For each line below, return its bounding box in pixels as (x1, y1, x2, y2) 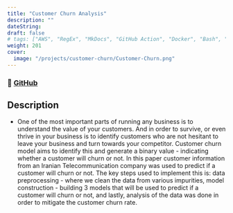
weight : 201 (7, 42, 42, 49)
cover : (7, 49, 26, 56)
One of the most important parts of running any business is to (17, 118, 194, 126)
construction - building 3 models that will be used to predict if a (17, 184, 199, 192)
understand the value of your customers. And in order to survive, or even (17, 125, 226, 133)
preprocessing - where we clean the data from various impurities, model (17, 176, 224, 185)
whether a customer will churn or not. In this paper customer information (17, 154, 225, 163)
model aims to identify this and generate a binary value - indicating (17, 147, 209, 156)
